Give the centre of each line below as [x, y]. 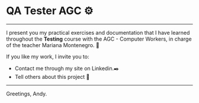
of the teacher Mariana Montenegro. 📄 [53, 45]
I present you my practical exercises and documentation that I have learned [98, 32]
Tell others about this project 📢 [52, 77]
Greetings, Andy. [27, 94]
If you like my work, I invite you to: [48, 57]
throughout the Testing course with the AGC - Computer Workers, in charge [99, 39]
